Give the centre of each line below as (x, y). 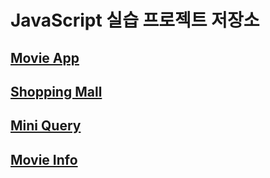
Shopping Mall (56, 91)
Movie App (45, 57)
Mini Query (46, 126)
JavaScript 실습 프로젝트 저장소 (135, 20)
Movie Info (44, 159)
